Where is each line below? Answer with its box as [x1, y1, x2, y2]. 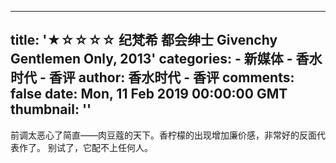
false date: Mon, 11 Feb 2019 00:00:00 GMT [10, 86, 288, 103]
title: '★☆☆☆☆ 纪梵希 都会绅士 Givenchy [10, 32, 278, 49]
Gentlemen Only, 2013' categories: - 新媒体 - [10, 51, 293, 68]
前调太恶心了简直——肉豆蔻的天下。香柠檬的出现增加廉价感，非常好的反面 [10, 129, 317, 141]
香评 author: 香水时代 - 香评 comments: [48, 69, 295, 86]
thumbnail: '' [10, 101, 92, 118]
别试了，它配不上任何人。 [47, 141, 153, 153]
